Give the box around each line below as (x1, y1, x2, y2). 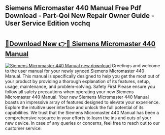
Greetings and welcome (111, 63, 160, 68)
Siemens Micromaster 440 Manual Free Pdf (5, 4, 141, 12)
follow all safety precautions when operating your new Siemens (5, 89, 134, 95)
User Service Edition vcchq (5, 19, 90, 27)
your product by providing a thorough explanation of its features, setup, (5, 79, 150, 84)
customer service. (5, 125, 42, 131)
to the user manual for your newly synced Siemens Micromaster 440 (5, 68, 144, 74)
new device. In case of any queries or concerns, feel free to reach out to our (5, 120, 160, 126)
